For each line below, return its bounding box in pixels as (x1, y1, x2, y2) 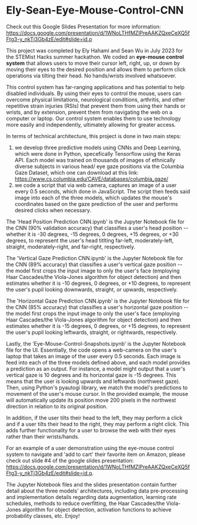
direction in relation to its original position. (6, 402, 108, 410)
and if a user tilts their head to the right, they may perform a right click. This (6, 420, 189, 428)
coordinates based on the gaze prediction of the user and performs (14, 200, 178, 207)
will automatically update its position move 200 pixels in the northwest (6, 396, 176, 403)
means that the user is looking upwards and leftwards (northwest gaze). (6, 378, 181, 385)
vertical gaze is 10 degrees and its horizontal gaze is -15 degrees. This (6, 371, 176, 378)
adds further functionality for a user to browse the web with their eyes (6, 426, 176, 434)
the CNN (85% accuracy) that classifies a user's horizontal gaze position (6, 303, 182, 310)
